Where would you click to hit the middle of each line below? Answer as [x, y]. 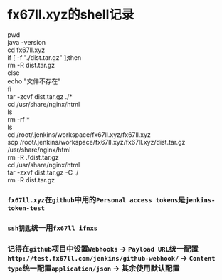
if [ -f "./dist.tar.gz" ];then [44, 57]
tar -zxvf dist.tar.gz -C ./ [43, 172]
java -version [27, 42]
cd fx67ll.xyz [26, 50]
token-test [26, 208]
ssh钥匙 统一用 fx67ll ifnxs [53, 227]
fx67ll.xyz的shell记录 [71, 15]
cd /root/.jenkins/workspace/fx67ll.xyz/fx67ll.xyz [79, 134]
